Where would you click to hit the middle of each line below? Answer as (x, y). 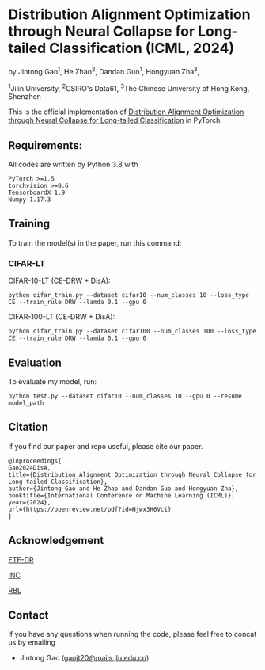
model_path (26, 403)
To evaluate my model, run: (53, 381)
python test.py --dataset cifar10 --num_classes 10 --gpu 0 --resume (125, 396)
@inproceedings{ (35, 461)
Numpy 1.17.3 (30, 200)
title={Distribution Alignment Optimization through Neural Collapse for (132, 474)
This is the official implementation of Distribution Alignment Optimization (126, 112)
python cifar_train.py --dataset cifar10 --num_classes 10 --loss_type (129, 295)
